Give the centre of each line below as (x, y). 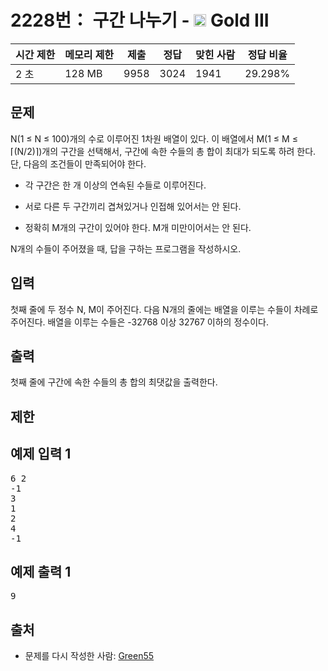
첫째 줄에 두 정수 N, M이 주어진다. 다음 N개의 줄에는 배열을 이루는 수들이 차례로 (164, 309)
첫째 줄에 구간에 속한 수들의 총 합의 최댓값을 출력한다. (114, 382)
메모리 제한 (89, 54)
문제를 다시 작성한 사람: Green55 (89, 656)
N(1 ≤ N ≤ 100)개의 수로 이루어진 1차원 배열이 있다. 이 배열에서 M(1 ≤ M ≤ (154, 138)
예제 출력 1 (41, 571)
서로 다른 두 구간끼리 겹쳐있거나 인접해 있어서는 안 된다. (133, 206)
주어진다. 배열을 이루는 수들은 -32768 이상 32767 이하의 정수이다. (139, 322)
